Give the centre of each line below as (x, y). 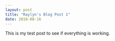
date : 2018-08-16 (23, 19)
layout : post (19, 10)
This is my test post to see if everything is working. (57, 33)
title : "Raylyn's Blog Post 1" (38, 14)
